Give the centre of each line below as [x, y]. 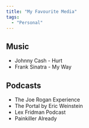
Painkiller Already [36, 118]
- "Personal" [27, 22]
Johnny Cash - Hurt [38, 61]
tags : [13, 17]
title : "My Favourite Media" [42, 12]
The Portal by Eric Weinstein [49, 106]
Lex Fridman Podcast [40, 112]
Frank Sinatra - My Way [43, 67]
